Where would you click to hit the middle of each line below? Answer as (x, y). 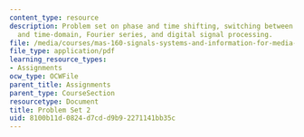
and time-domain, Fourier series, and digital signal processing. (145, 34)
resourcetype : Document (54, 101)
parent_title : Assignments (60, 85)
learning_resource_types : (58, 59)
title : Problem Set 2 (50, 110)
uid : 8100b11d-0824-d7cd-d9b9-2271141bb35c (93, 118)
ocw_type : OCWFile (44, 77)
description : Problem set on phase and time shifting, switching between (152, 26)
